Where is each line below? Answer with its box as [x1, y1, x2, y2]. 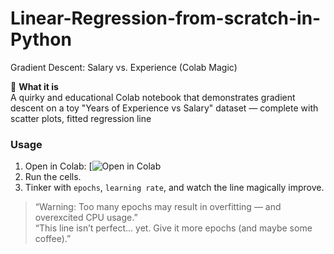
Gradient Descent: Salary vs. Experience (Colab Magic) [10, 61, 238, 73]
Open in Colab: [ [24, 160, 93, 172]
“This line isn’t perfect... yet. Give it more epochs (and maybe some [34, 222, 313, 234]
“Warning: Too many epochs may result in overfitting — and [34, 201, 282, 213]
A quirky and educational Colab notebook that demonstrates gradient [10, 91, 296, 103]
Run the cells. [24, 171, 82, 183]
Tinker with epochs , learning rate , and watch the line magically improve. [24, 182, 325, 194]
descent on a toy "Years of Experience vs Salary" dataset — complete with [10, 102, 319, 114]
